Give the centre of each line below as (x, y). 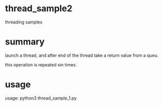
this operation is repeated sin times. (41, 64)
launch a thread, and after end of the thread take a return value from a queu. (82, 55)
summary (25, 42)
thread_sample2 (39, 9)
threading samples (24, 22)
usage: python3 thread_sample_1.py (41, 98)
